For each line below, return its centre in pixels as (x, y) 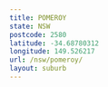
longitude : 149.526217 (52, 52)
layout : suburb (38, 69)
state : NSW (30, 26)
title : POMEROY (38, 18)
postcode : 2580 (38, 34)
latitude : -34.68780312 (54, 43)
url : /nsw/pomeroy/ (46, 60)
